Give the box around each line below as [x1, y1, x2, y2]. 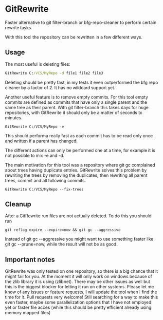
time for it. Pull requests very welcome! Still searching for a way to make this [5, 294, 158, 300]
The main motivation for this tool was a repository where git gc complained [5, 162, 155, 168]
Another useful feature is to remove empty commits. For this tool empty [5, 94, 148, 100]
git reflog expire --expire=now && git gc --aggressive [5, 227, 121, 232]
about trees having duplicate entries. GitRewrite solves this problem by [5, 167, 147, 173]
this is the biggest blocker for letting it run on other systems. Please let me [5, 284, 154, 290]
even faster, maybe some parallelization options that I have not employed [5, 300, 152, 305]
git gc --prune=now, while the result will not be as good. [5, 241, 118, 247]
